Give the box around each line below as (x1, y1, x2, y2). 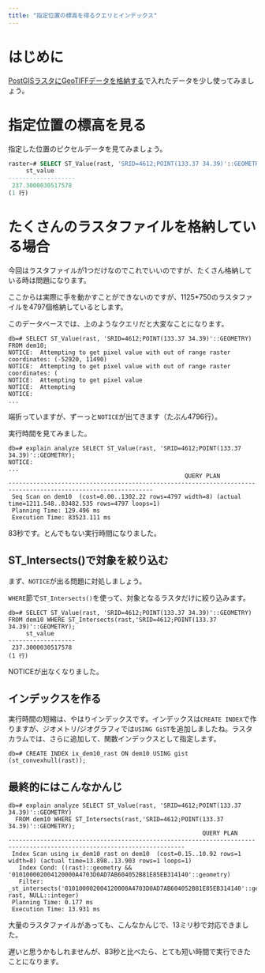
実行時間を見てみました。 (8, 428, 91, 438)
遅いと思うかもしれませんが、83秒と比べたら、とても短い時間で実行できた (8, 947, 251, 956)
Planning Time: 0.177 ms (11, 899, 93, 907)
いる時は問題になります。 (8, 275, 91, 285)
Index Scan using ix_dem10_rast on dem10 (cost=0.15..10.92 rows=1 (11, 850, 242, 858)
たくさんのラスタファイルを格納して (8, 218, 243, 236)
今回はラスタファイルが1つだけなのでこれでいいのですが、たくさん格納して (8, 266, 252, 275)
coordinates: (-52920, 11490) (8, 355, 108, 364)
